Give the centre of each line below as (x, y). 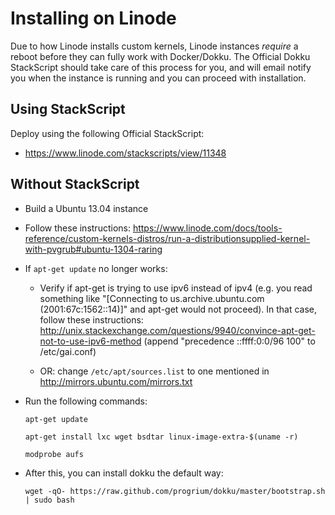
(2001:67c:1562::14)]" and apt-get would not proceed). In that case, (178, 309)
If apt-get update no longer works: (96, 268)
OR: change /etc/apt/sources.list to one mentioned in (154, 371)
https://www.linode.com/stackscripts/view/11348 (125, 153)
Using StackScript (68, 109)
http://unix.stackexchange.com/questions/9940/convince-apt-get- (177, 330)
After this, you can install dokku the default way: (124, 473)
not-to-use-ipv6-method (90, 341)
